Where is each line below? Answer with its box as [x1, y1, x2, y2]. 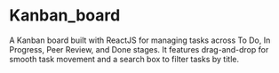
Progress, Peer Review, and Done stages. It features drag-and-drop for [9, 44, 269, 54]
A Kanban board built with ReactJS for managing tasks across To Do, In [9, 35, 271, 45]
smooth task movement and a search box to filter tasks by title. [9, 53, 240, 64]
